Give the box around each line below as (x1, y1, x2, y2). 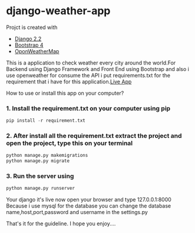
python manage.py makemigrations (6, 153, 88, 158)
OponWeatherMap (14, 47, 60, 54)
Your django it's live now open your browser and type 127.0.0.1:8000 (6, 196, 172, 203)
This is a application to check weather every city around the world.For (6, 59, 176, 66)
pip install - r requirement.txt (6, 118, 85, 124)
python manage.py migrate (6, 158, 70, 164)
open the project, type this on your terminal (6, 139, 133, 147)
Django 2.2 (14, 35, 42, 42)
